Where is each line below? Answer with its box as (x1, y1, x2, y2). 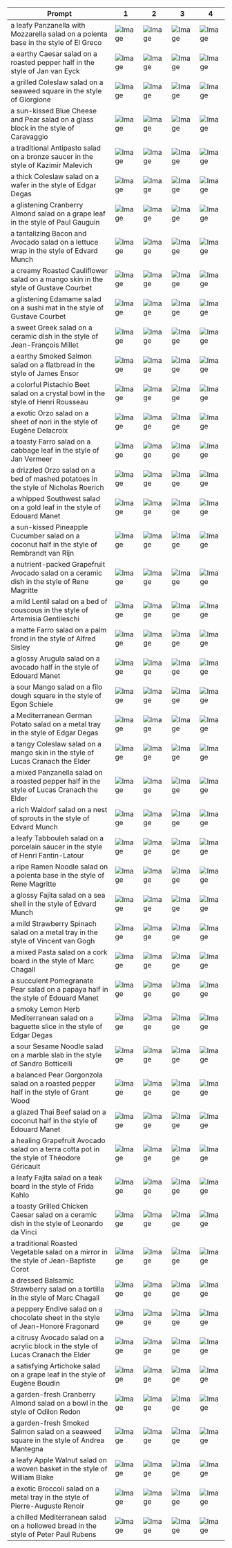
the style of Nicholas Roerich (10, 483, 105, 492)
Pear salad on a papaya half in (10, 985, 108, 994)
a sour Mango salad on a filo (10, 682, 102, 692)
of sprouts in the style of (10, 813, 90, 823)
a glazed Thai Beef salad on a (10, 1107, 106, 1117)
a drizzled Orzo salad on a (10, 466, 95, 475)
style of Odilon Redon (10, 1407, 81, 1416)
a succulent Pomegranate (10, 976, 94, 985)
